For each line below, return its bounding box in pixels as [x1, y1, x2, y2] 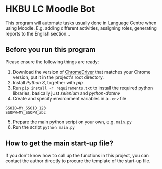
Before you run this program [5, 45, 96, 54]
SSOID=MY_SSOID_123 [5, 105, 46, 111]
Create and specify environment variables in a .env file [12, 95, 127, 102]
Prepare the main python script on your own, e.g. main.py [12, 119, 132, 125]
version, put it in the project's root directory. [12, 74, 104, 80]
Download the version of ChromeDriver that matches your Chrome [12, 69, 151, 75]
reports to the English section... [5, 30, 71, 37]
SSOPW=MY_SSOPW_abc [5, 110, 46, 115]
